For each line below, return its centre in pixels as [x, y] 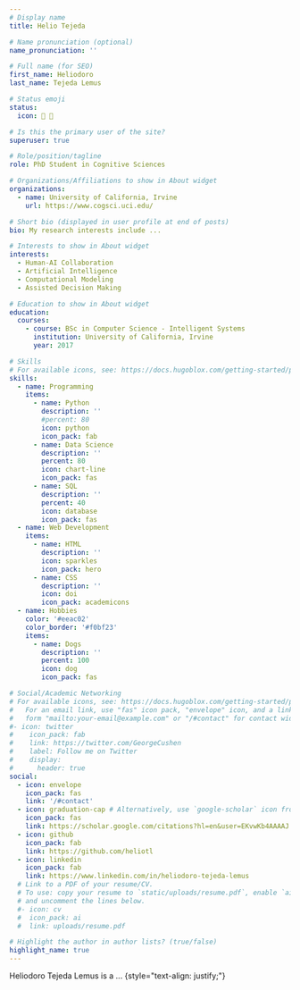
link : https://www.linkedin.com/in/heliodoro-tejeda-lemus [137, 877]
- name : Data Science [73, 445]
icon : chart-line [73, 470]
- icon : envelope [50, 784]
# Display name [37, 17]
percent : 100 [66, 661]
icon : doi [59, 594]
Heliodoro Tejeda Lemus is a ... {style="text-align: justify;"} [117, 976]
